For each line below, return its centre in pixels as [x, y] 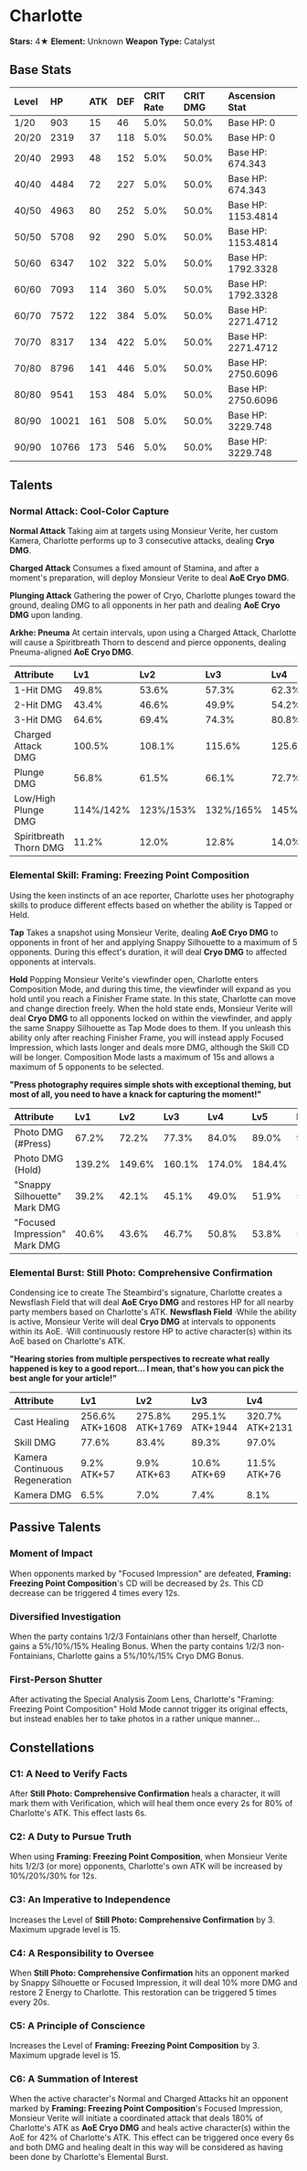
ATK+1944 [215, 1428]
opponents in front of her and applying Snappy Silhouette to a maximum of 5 [153, 942]
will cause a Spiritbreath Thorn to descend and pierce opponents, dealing [148, 643]
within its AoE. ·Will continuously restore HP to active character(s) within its [151, 1332]
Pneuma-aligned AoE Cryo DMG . [72, 652]
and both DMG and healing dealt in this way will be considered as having [146, 2147]
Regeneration [43, 1480]
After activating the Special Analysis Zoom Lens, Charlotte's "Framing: [142, 1699]
